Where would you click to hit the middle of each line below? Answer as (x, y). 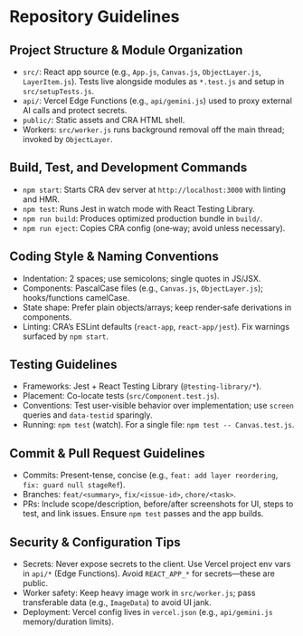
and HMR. (41, 199)
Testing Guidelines (63, 365)
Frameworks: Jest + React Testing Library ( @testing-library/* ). (142, 386)
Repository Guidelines (95, 17)
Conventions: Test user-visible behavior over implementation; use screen (158, 406)
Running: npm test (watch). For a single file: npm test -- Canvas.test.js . (158, 425)
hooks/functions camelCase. (76, 297)
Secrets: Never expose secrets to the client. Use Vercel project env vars (156, 564)
